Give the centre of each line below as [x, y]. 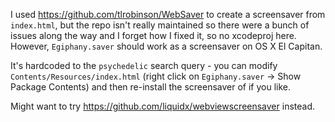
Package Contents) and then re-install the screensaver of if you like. [151, 87]
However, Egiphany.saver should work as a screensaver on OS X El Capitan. [166, 46]
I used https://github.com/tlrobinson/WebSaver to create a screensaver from [168, 14]
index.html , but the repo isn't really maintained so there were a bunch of [160, 25]
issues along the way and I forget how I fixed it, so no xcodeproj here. [153, 35]
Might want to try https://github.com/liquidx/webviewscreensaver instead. [163, 106]
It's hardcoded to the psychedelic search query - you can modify [144, 65]
